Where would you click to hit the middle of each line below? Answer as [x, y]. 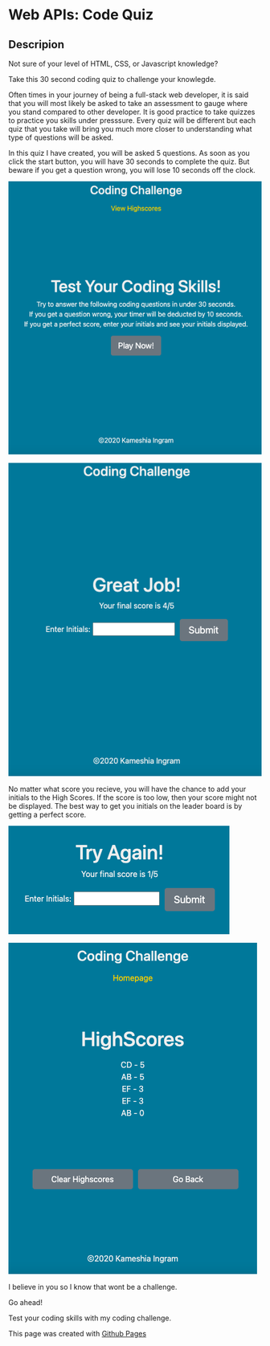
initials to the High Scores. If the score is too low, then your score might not [133, 797]
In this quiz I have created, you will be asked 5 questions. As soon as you [129, 153]
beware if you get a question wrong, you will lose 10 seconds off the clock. [132, 170]
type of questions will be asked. [61, 137]
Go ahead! [25, 1303]
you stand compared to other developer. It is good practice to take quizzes [132, 112]
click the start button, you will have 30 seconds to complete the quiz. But [129, 161]
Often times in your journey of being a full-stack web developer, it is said [129, 95]
